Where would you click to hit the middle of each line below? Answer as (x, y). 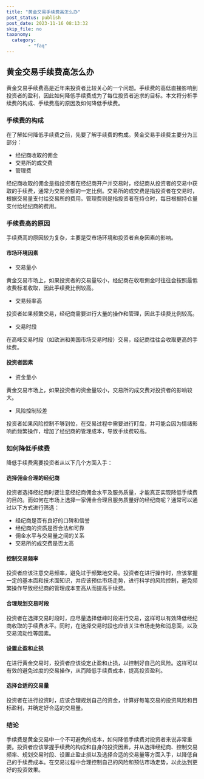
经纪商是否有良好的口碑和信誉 (52, 521)
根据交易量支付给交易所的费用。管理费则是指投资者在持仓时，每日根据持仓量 (102, 198)
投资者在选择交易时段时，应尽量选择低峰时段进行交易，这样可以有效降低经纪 (102, 618)
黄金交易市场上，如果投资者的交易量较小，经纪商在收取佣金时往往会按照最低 (102, 280)
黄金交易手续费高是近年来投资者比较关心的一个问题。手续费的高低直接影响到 (102, 88)
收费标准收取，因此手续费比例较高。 (52, 288)
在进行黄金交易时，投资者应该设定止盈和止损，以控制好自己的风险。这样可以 (102, 663)
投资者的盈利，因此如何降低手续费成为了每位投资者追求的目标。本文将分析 (99, 95)
